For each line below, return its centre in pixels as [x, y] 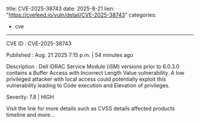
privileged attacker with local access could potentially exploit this [86, 79]
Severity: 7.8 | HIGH [30, 97]
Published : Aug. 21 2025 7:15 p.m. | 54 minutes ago [70, 55]
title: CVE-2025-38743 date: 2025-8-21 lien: [60, 9]
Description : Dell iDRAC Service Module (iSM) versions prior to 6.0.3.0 [93, 67]
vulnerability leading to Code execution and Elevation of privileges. [88, 85]
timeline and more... [31, 115]
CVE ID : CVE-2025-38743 [39, 43]
